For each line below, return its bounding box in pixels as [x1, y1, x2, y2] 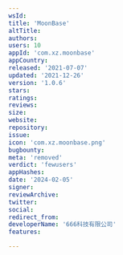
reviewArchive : [8, 190, 59, 199]
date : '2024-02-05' [8, 176, 74, 184]
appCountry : [8, 57, 48, 65]
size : [8, 109, 27, 117]
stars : [8, 86, 31, 95]
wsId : [8, 11, 27, 20]
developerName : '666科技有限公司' [8, 221, 117, 229]
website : [8, 116, 38, 124]
